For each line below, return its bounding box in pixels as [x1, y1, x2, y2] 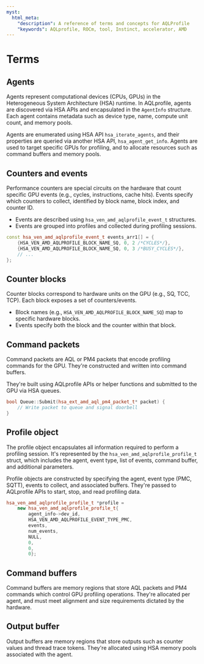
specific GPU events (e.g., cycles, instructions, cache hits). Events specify [6, 191, 194, 198]
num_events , [28, 528, 59, 534]
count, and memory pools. [6, 119, 73, 126]
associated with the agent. [6, 651, 73, 658]
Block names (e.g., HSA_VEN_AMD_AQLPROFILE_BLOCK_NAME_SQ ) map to [15, 309, 183, 316]
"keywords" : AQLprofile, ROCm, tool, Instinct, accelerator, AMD [17, 26, 188, 32]
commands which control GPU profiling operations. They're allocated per [6, 590, 191, 598]
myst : [6, 9, 20, 15]
